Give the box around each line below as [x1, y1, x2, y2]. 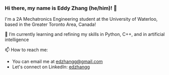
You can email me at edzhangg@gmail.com [12, 58, 103, 65]
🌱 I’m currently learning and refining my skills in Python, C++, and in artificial [5, 31, 165, 37]
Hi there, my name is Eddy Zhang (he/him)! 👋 [5, 5, 117, 12]
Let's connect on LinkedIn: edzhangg [12, 64, 90, 70]
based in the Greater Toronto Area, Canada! [5, 21, 96, 27]
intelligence [5, 36, 29, 43]
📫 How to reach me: [5, 47, 48, 53]
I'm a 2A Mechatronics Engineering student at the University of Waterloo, [5, 16, 158, 22]
